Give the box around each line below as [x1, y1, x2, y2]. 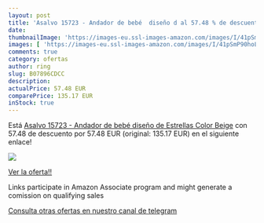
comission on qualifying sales [8, 191, 104, 200]
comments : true [8, 48, 58, 56]
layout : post [8, 11, 51, 20]
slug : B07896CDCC [8, 70, 65, 78]
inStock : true [8, 99, 55, 107]
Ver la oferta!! [8, 167, 53, 177]
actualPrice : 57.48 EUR [8, 84, 86, 93]
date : [8, 26, 26, 34]
